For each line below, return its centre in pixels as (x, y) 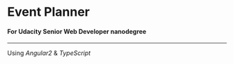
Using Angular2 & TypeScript (49, 53)
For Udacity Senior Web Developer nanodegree (77, 31)
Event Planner (49, 12)
